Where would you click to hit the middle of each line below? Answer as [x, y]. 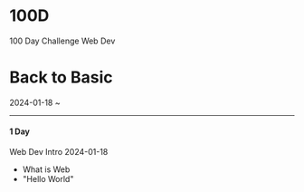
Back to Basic [61, 77]
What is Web [46, 169]
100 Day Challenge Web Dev [62, 41]
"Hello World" [48, 179]
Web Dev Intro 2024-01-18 [59, 152]
